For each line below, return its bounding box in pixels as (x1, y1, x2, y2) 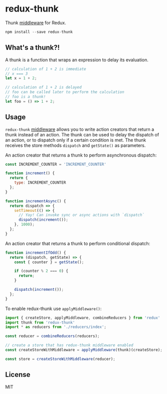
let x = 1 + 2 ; (5, 76, 37, 81)
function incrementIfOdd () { (5, 250, 66, 255)
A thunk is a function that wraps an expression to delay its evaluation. (5, 56, 149, 63)
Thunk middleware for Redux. (5, 20, 66, 26)
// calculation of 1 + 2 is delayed (5, 85, 82, 90)
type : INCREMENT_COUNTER (14, 180, 66, 185)
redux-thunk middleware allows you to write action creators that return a (5, 126, 154, 132)
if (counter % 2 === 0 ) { (14, 269, 69, 274)
